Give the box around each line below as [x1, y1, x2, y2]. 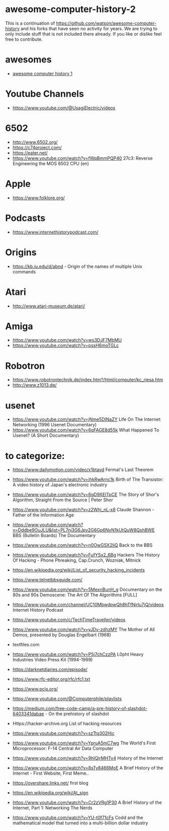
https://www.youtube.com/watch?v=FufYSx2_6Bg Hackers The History [12, 552, 160, 558]
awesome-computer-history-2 [5, 4, 136, 15]
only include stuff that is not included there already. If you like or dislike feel [5, 31, 162, 37]
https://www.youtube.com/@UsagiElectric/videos [12, 105, 116, 111]
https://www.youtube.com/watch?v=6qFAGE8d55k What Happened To [12, 427, 159, 433]
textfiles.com [12, 642, 40, 648]
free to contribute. [5, 36, 43, 42]
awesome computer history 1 [12, 70, 73, 77]
